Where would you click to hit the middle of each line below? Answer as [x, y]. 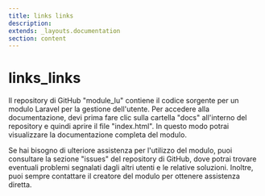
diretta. [20, 185]
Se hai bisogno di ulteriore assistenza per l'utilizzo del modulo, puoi [120, 151]
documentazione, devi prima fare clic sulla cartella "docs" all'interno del [128, 118]
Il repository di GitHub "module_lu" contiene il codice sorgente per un [124, 101]
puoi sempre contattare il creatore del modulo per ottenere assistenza [124, 176]
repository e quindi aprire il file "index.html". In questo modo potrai [119, 127]
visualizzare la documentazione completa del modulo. [98, 135]
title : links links [41, 16]
